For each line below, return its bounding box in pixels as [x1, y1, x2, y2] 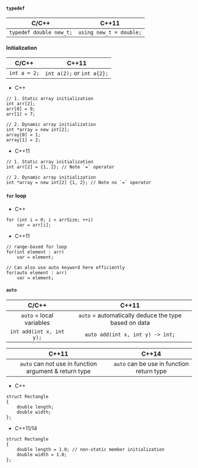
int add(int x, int [9, 328, 65, 335]
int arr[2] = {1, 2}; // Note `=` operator [6, 164, 115, 170]
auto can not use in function [19, 359, 97, 367]
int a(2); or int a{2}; [45, 69, 109, 78]
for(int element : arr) [6, 249, 65, 255]
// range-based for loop [6, 244, 67, 250]
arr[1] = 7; [6, 111, 35, 117]
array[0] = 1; [6, 132, 41, 138]
